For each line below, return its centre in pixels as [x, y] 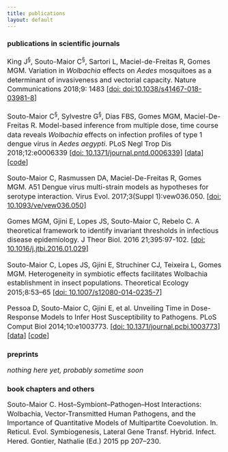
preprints [23, 355]
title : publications [37, 13]
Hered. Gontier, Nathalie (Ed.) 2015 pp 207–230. [84, 441]
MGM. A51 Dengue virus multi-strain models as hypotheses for [108, 187]
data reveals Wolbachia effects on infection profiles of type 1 [105, 134]
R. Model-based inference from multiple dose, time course [124, 125]
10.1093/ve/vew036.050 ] [47, 205]
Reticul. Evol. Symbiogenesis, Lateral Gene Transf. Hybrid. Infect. [112, 432]
